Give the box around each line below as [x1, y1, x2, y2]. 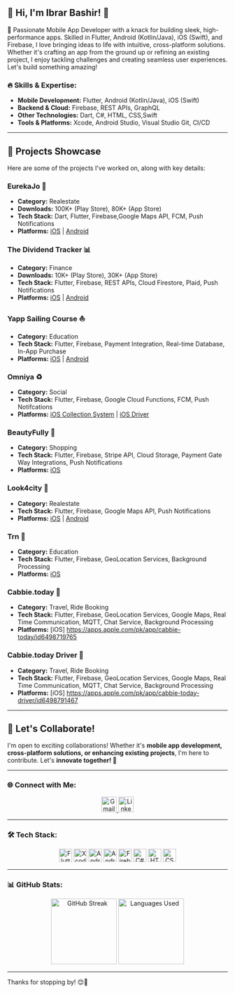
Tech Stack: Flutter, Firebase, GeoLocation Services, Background [17, 555, 207, 563]
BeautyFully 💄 [7, 428, 56, 437]
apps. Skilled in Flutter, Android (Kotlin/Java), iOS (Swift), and [46, 33, 222, 41]
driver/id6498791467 [17, 696, 78, 704]
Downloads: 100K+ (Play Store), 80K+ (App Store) [17, 204, 162, 213]
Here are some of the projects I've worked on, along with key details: [7, 164, 206, 172]
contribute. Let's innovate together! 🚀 [7, 756, 117, 765]
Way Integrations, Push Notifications [17, 458, 123, 467]
